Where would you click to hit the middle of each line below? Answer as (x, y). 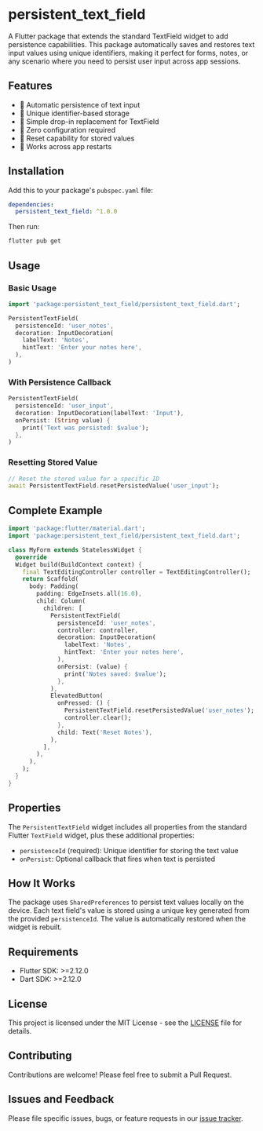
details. (20, 1031)
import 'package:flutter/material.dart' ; (77, 529)
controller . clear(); (98, 718)
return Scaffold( (51, 579)
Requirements (43, 952)
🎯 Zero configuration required (68, 130)
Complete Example (55, 511)
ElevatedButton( (77, 696)
